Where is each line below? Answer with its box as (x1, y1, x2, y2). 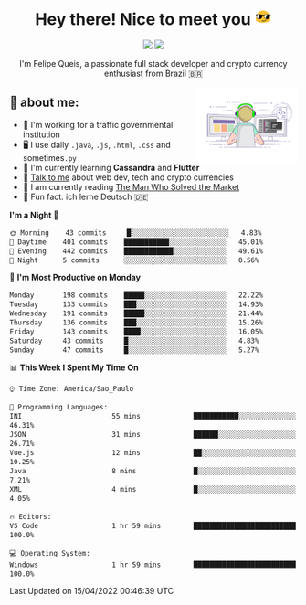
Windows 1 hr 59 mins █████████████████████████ (9, 560, 297, 569)
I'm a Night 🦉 (9, 209, 59, 220)
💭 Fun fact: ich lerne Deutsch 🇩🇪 (22, 191, 149, 202)
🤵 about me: (9, 95, 79, 111)
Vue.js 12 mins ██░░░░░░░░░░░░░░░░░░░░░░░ (9, 448, 297, 457)
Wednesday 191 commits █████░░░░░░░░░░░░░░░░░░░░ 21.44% (9, 309, 263, 318)
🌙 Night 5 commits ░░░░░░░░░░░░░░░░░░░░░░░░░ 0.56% (9, 255, 259, 265)
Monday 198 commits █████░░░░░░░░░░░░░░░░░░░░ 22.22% (9, 291, 263, 300)
